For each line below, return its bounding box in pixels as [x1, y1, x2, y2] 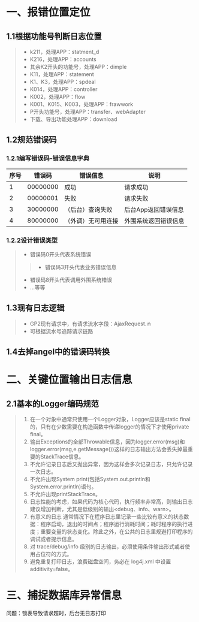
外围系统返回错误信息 [124, 216, 185, 225]
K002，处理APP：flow [29, 93, 86, 100]
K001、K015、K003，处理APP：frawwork [29, 101, 134, 108]
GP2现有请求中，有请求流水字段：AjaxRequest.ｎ [29, 320, 152, 327]
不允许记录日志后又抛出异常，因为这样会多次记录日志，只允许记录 [29, 461, 193, 468]
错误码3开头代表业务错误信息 [44, 263, 117, 270]
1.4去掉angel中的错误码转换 [6, 347, 110, 357]
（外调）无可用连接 [64, 216, 119, 225]
